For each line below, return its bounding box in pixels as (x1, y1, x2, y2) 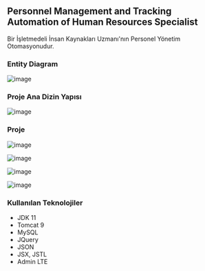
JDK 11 (17, 214, 36, 221)
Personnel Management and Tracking (7, 6, 172, 17)
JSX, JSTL (17, 250, 47, 258)
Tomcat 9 (17, 221, 45, 229)
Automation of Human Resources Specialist (7, 17, 198, 28)
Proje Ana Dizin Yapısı (7, 92, 82, 102)
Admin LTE (17, 258, 48, 265)
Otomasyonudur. (7, 41, 54, 50)
